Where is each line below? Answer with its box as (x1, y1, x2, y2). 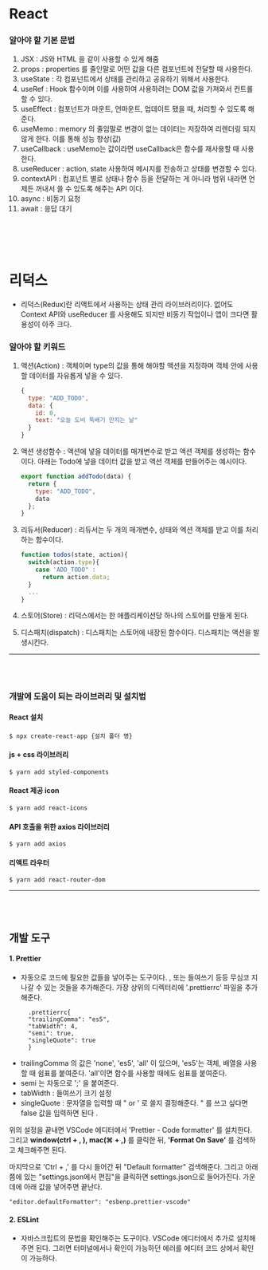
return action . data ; (41, 573, 111, 581)
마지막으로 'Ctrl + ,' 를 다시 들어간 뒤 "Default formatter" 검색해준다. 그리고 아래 (9, 1162, 258, 1171)
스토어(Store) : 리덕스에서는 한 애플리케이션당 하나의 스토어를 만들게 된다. (20, 611, 250, 621)
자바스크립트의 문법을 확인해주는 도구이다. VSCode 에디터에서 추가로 (20, 1233, 235, 1243)
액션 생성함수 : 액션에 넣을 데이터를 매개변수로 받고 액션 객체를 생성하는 (20, 447, 242, 456)
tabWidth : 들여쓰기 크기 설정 (20, 1088, 112, 1098)
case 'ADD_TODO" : (35, 566, 96, 574)
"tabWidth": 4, (28, 1022, 79, 1030)
